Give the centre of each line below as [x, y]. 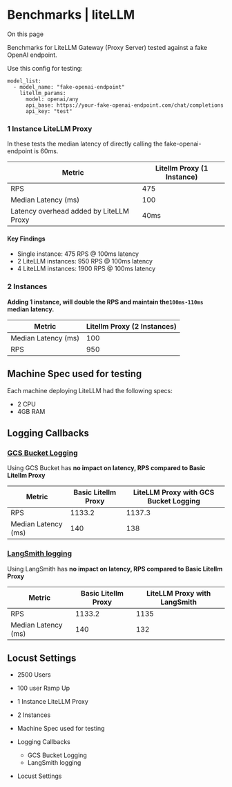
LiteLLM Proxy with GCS [174, 492]
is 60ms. [46, 151]
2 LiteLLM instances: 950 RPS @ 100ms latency [85, 261]
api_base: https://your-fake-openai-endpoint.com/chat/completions [125, 105]
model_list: [24, 81]
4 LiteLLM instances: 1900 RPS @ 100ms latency [86, 269]
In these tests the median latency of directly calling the [85, 144]
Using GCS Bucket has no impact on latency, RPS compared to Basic [106, 468]
